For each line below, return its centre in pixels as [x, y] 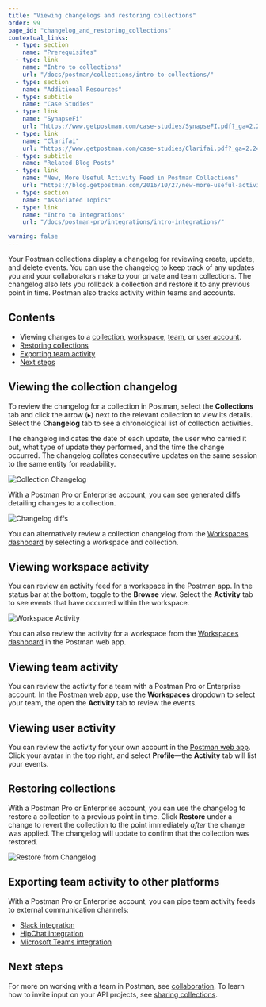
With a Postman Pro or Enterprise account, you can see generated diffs [124, 494]
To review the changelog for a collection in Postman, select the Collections [131, 406]
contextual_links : [38, 38]
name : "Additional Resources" [72, 89]
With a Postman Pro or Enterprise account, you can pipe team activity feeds [132, 901]
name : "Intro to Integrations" [74, 215]
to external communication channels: [68, 909]
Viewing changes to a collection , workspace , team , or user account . [131, 336]
